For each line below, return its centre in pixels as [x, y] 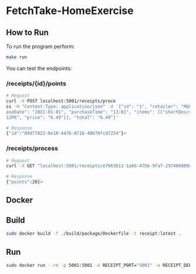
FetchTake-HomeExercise [70, 11]
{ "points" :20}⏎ [24, 182]
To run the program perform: [41, 46]
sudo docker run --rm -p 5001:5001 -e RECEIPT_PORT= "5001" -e [83, 265]
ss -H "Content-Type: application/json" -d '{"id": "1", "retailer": [92, 107]
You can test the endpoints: [39, 68]
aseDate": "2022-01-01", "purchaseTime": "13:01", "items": [81, 112]
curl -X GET [20, 166]
